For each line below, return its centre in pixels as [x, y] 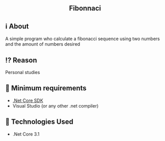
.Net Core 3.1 [26, 134]
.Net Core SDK [28, 100]
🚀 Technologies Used [39, 122]
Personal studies [23, 73]
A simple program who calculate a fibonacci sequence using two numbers [83, 39]
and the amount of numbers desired [43, 44]
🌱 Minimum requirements [46, 88]
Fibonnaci [85, 8]
